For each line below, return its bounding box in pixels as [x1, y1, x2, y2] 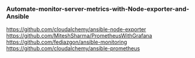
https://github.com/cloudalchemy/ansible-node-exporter [6, 26, 146, 33]
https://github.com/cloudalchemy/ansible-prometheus [6, 45, 140, 52]
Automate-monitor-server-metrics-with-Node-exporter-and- [6, 5, 190, 13]
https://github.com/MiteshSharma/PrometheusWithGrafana [6, 32, 152, 39]
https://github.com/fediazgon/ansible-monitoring [6, 38, 127, 46]
